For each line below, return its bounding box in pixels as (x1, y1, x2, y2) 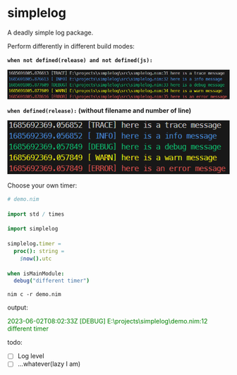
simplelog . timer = (7, 240, 61, 247)
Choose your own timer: (7, 181, 78, 190)
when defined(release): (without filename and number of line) (7, 106, 192, 114)
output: (7, 303, 28, 312)
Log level (17, 352, 44, 360)
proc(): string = (13, 247, 65, 254)
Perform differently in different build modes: (7, 42, 135, 50)
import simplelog (7, 226, 59, 233)
